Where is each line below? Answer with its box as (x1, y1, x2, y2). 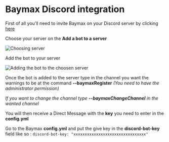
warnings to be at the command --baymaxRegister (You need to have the (5, 80, 159, 86)
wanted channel (5, 100, 39, 107)
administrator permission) (5, 85, 59, 91)
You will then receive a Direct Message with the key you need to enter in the (5, 110, 164, 116)
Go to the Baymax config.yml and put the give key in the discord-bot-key (5, 125, 160, 131)
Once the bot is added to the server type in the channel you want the (5, 74, 149, 80)
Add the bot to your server (5, 55, 61, 61)
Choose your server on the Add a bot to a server (5, 35, 107, 41)
